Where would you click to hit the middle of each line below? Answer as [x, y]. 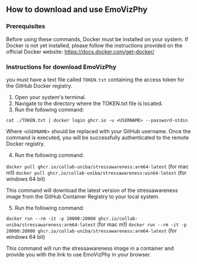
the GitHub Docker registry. [39, 86]
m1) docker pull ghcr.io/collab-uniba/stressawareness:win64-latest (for [96, 172]
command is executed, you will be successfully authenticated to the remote [98, 137]
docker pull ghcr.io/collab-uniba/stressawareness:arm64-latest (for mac [98, 166]
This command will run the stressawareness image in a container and [90, 248]
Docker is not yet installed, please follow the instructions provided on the [94, 45]
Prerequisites [26, 26]
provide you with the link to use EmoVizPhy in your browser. [79, 254]
